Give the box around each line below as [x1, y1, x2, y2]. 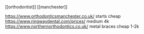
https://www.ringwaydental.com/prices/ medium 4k [5, 19, 109, 24]
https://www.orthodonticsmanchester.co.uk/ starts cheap [5, 13, 121, 19]
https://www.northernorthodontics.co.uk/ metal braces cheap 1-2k [5, 23, 140, 29]
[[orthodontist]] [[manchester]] [5, 4, 68, 10]
